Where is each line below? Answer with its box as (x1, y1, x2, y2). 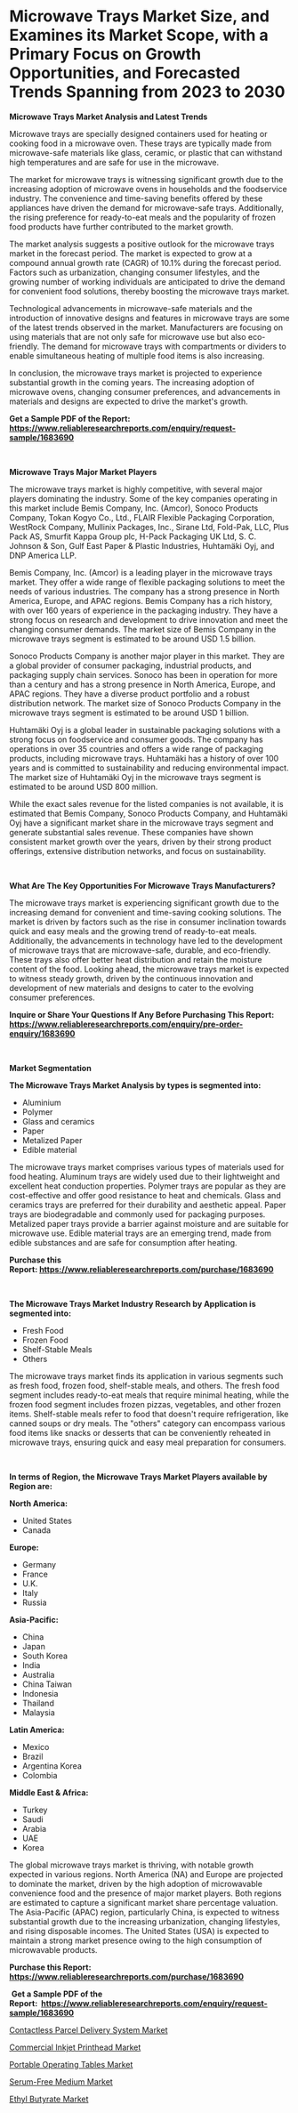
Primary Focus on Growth (9, 44, 202, 64)
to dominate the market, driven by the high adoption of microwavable (9, 1878, 262, 1889)
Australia (21, 1669, 55, 1680)
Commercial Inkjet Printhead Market (9, 2042, 141, 2053)
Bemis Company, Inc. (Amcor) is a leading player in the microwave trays (9, 567, 273, 577)
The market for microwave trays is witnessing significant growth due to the (9, 173, 284, 184)
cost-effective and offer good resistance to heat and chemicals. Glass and (9, 1190, 282, 1200)
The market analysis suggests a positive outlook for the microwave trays (9, 238, 275, 249)
